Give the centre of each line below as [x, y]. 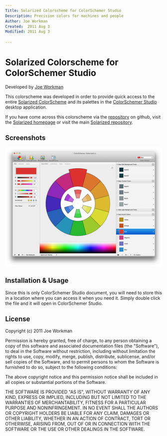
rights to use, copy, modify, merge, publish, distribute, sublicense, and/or [80, 357]
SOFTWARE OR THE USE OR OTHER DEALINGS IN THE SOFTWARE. [75, 429]
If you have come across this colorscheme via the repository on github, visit [83, 117]
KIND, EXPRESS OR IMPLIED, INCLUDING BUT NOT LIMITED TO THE [76, 397]
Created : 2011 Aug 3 [28, 27]
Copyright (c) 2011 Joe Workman [39, 331]
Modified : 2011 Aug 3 [28, 32]
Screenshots [25, 138]
